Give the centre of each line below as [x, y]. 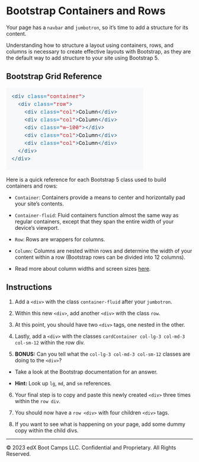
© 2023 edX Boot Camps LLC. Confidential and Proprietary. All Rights [91, 447]
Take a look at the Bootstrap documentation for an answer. [86, 372]
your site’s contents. [39, 204]
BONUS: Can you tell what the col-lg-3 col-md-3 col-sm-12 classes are [102, 354]
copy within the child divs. [46, 430]
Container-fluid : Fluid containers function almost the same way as [97, 215]
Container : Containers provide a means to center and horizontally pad [100, 197]
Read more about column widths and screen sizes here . [83, 268]
